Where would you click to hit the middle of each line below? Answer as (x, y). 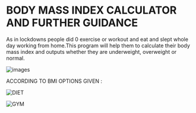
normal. (15, 58)
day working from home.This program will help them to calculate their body (98, 46)
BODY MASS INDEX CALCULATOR (91, 10)
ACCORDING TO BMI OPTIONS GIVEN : (54, 81)
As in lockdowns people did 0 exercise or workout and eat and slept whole (97, 39)
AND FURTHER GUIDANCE (72, 23)
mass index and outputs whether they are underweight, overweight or (91, 51)
